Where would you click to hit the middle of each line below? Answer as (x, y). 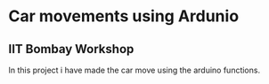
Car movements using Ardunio (124, 16)
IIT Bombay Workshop (71, 49)
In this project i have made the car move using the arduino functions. (134, 70)
